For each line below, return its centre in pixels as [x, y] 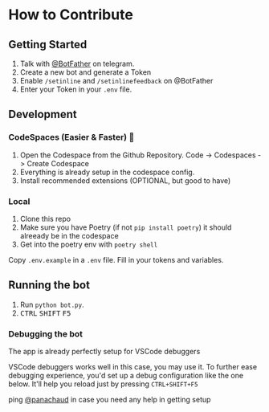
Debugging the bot [45, 333]
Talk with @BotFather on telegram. [77, 63]
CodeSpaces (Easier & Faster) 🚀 [71, 137]
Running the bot [49, 286]
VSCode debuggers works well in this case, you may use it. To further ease [133, 367]
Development [43, 114]
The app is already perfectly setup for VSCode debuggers [104, 352]
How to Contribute [71, 15]
